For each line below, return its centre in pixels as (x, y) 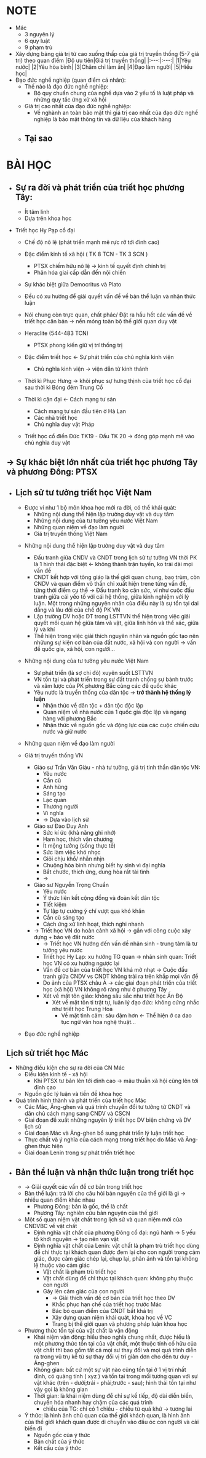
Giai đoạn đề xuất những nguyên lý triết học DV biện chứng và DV (108, 1120)
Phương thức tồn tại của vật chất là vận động (81, 1331)
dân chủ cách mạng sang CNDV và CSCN (77, 1114)
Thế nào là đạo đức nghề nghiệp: (66, 86)
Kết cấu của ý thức (57, 1448)
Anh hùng (55, 787)
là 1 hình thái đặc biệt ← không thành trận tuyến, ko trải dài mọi (113, 564)
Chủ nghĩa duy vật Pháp (64, 424)
